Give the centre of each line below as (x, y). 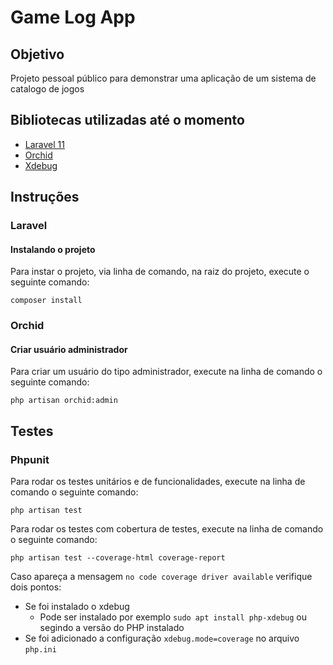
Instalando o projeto (53, 249)
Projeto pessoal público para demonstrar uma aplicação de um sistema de (163, 78)
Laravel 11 (44, 144)
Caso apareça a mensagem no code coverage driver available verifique (161, 577)
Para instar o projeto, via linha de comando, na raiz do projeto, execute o (160, 272)
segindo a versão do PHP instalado (112, 628)
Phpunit (30, 459)
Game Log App (73, 17)
